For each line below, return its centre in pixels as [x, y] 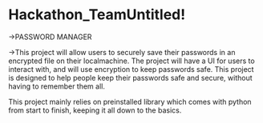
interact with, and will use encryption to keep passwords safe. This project [131, 69]
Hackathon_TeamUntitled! [97, 15]
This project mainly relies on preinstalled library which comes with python [130, 101]
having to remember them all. [57, 86]
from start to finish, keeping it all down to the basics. [95, 110]
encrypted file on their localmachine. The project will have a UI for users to [131, 61]
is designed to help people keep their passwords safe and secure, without [130, 77]
